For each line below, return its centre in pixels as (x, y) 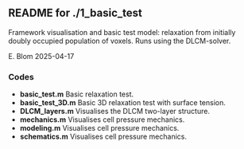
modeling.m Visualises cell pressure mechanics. (99, 128)
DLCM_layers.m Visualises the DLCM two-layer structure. (115, 112)
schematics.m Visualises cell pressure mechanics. (103, 137)
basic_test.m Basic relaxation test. (77, 94)
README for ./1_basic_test (76, 13)
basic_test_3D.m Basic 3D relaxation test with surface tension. (123, 103)
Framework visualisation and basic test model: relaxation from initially (122, 32)
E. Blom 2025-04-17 (41, 56)
